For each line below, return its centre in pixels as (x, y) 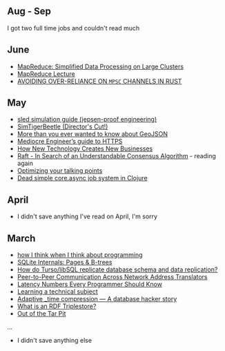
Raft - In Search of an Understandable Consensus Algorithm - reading (116, 156)
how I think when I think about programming (80, 255)
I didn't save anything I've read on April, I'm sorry (87, 216)
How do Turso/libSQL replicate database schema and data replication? (117, 269)
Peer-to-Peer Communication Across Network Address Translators (112, 277)
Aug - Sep (29, 11)
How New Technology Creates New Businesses (85, 149)
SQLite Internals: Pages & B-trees (65, 263)
